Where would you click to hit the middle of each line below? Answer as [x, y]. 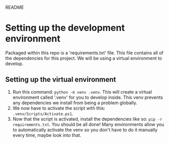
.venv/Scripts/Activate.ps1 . [43, 113]
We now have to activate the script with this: [59, 108]
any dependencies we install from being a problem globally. [75, 103]
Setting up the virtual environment [61, 80]
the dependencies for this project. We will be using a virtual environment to [84, 58]
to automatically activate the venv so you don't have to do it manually [85, 130]
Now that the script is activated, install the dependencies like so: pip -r [87, 119]
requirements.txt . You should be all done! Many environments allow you [88, 124]
